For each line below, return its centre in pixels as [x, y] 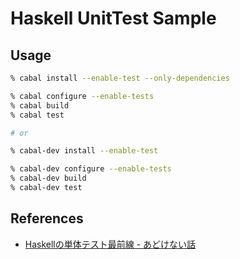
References [47, 218]
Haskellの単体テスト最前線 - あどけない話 [110, 244]
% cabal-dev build [48, 178]
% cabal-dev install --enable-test [84, 151]
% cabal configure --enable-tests [82, 96]
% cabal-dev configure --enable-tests [91, 169]
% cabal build [40, 105]
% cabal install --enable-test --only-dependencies [120, 78]
